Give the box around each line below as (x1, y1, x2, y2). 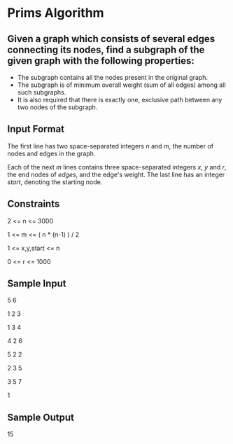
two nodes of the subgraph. (17, 103, 98, 111)
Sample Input (7, 278, 66, 290)
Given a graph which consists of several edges (7, 33, 216, 45)
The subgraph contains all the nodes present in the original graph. (17, 74, 209, 81)
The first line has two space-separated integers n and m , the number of (7, 141, 214, 150)
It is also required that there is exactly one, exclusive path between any (17, 96, 223, 104)
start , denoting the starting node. (7, 177, 103, 186)
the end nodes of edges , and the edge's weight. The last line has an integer (7, 170, 225, 179)
